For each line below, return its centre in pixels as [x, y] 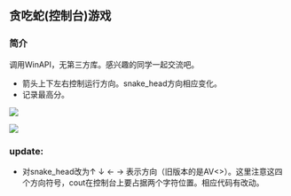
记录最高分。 [45, 94]
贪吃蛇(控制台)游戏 [60, 16]
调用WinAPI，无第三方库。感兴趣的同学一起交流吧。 [104, 64]
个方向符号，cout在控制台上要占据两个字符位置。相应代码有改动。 [143, 182]
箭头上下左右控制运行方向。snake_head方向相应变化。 [122, 83]
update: [27, 151]
